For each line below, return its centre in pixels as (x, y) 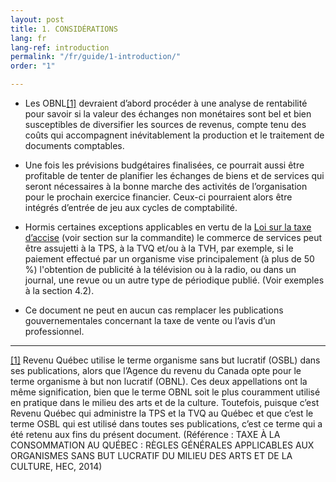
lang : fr (28, 38)
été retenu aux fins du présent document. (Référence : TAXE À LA (145, 434)
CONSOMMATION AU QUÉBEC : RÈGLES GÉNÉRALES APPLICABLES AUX (162, 445)
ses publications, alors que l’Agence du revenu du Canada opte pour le (156, 370)
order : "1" (33, 66)
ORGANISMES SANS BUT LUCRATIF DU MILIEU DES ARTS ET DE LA (151, 455)
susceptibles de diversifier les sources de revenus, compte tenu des (165, 124)
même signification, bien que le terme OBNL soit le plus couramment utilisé (165, 392)
